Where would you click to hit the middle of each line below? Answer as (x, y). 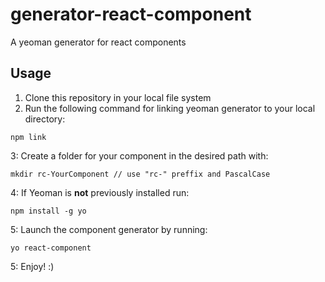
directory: (45, 119)
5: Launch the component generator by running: (109, 229)
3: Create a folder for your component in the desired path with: (139, 155)
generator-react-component (131, 14)
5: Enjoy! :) (32, 266)
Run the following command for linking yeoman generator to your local (170, 108)
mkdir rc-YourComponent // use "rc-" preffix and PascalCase (140, 174)
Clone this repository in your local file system (118, 97)
